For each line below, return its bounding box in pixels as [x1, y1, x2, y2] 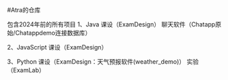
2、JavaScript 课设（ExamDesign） [7, 43, 108, 51]
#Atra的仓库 [7, 6, 41, 14]
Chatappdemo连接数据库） [15, 29, 91, 37]
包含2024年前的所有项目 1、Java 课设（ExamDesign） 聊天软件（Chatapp [7, 20, 216, 28]
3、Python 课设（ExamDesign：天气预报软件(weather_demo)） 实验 [7, 58, 199, 66]
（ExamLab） [7, 66, 46, 74]
